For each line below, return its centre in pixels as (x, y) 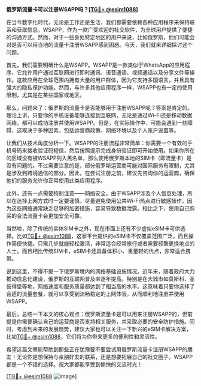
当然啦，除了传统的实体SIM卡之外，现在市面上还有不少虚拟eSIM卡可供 (93, 228)
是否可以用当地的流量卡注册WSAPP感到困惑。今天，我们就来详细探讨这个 (102, 45)
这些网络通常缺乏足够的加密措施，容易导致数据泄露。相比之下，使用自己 (100, 208)
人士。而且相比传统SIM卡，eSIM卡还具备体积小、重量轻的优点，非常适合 (96, 251)
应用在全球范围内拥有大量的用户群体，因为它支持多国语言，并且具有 (111, 80)
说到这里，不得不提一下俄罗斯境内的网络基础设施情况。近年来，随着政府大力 (100, 271)
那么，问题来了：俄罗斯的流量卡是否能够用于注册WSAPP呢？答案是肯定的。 (100, 108)
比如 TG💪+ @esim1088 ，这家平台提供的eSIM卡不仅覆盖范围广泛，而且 (103, 236)
